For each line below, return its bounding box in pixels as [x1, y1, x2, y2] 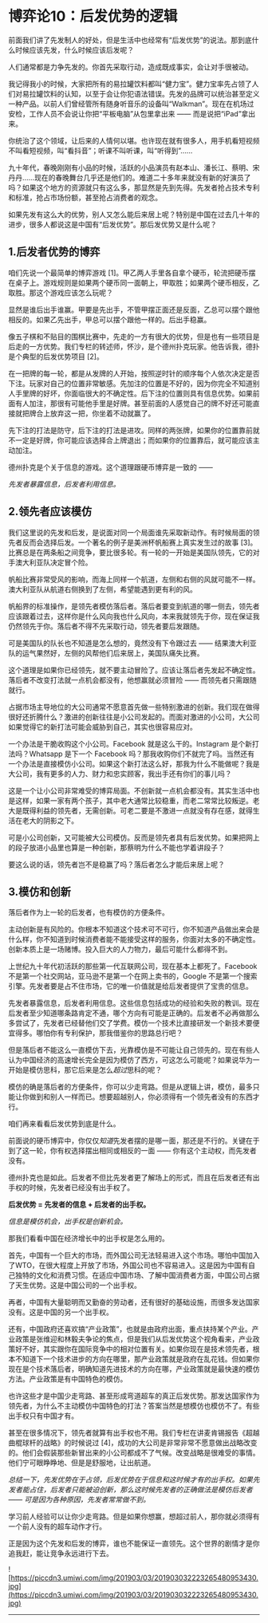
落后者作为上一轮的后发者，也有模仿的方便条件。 [8, 908, 169, 917]
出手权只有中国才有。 [8, 1411, 78, 1420]
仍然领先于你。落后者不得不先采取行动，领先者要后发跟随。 [8, 621, 204, 631]
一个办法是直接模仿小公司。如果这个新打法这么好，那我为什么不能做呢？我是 [8, 758, 260, 768]
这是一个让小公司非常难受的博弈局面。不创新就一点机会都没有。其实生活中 [8, 786, 253, 795]
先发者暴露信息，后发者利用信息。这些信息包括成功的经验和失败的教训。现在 [8, 999, 260, 1008]
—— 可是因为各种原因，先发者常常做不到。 [8, 1495, 150, 1504]
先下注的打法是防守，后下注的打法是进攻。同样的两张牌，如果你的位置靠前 [8, 425, 253, 435]
